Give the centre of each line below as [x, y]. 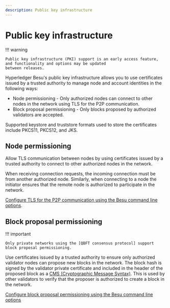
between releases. [25, 68]
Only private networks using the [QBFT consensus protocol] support [80, 243]
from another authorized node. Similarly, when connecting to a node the [81, 179]
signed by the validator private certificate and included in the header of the [84, 268]
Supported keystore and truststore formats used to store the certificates [81, 125]
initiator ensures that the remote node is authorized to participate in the [80, 184]
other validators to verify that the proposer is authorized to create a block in [85, 279]
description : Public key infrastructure [49, 10]
